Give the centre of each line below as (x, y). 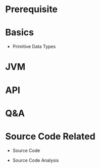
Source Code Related (51, 136)
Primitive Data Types (34, 47)
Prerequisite (32, 9)
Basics (20, 33)
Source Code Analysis (36, 160)
